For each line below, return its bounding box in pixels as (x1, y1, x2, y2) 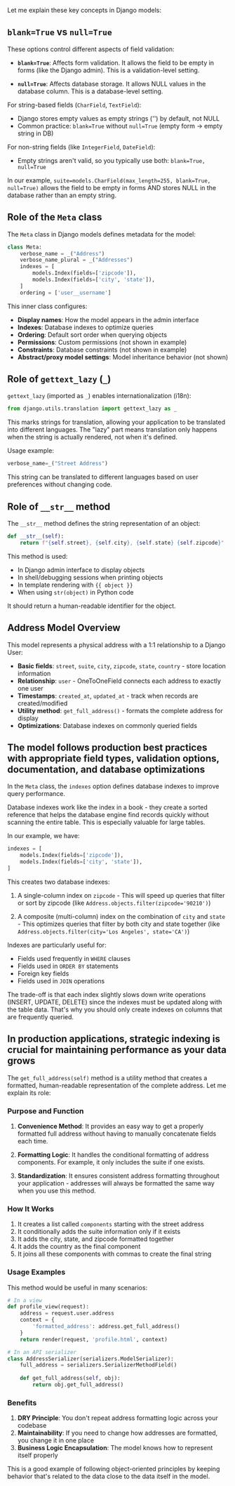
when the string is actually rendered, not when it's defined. (7, 433, 177, 442)
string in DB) (17, 129, 54, 138)
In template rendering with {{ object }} (17, 581, 133, 589)
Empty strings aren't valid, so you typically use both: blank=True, (17, 156, 206, 164)
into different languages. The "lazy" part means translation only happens (7, 425, 217, 434)
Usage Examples (7, 1267, 66, 1277)
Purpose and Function (7, 1106, 84, 1115)
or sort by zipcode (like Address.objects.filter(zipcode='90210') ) (17, 898, 211, 907)
